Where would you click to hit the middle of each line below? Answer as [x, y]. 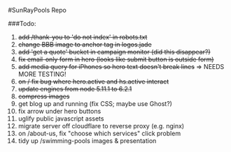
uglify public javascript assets [61, 119]
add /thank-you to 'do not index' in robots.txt [83, 37]
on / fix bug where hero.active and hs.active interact [93, 82]
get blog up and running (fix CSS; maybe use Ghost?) [95, 104]
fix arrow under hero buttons [59, 111]
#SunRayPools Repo [37, 10]
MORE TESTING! [42, 74]
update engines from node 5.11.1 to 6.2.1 [75, 89]
